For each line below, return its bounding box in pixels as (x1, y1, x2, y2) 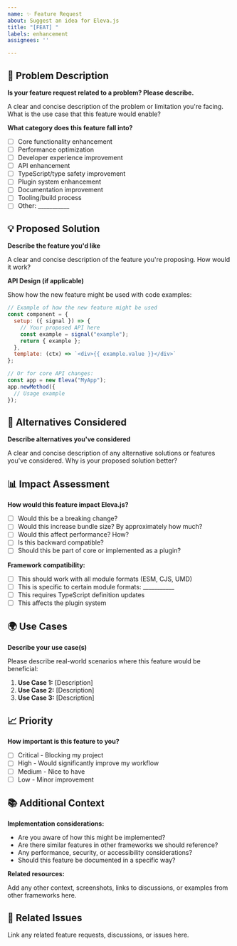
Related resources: (7, 870, 65, 878)
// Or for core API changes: (7, 370, 94, 377)
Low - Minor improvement (17, 775, 94, 784)
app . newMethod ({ (7, 383, 56, 390)
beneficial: (7, 664, 38, 673)
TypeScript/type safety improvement (17, 169, 126, 178)
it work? (7, 263, 31, 271)
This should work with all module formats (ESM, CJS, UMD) (17, 574, 193, 583)
